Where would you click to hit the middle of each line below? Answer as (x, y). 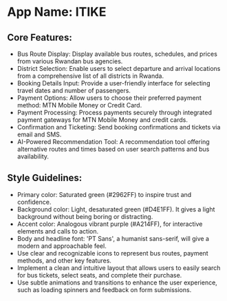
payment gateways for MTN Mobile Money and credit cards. (102, 120)
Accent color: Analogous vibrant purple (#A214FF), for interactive (110, 224)
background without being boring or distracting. (85, 216)
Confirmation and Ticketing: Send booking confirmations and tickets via (119, 127)
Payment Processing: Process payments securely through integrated (114, 112)
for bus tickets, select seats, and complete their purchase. (99, 275)
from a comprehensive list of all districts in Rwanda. (90, 76)
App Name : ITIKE (57, 12)
